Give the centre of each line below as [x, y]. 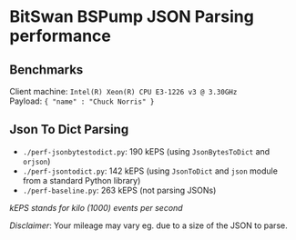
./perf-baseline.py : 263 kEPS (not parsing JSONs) [119, 190]
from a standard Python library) [82, 180]
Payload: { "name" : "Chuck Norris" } [82, 101]
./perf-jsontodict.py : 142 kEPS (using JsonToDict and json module [150, 171]
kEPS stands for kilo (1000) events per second [97, 207]
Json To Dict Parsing [69, 130]
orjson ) [36, 161]
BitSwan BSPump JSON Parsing [132, 17]
